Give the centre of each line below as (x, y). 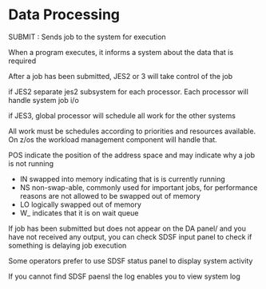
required (22, 61)
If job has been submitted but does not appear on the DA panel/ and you (127, 228)
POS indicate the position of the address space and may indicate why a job (132, 155)
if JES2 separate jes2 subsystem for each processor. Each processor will (129, 91)
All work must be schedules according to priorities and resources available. (132, 131)
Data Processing (64, 15)
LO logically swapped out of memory (81, 204)
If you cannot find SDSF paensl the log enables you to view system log (125, 276)
